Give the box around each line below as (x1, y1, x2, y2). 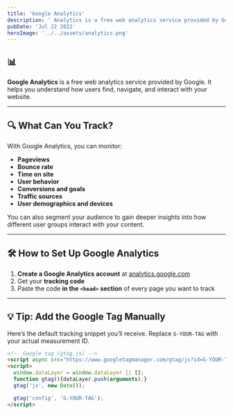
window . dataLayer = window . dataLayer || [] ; (13, 369, 144, 376)
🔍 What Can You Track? (7, 120, 114, 132)
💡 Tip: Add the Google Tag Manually (7, 311, 166, 323)
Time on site (17, 170, 54, 178)
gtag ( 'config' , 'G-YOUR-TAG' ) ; (13, 394, 104, 402)
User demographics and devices (17, 199, 113, 208)
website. (7, 93, 32, 101)
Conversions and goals (17, 184, 85, 193)
